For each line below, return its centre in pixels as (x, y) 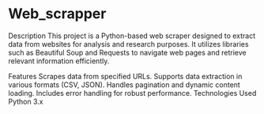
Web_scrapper (57, 14)
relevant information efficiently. (59, 61)
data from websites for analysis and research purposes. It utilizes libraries (128, 44)
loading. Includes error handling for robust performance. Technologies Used (132, 93)
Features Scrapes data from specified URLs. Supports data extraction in (125, 76)
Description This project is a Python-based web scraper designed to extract (132, 36)
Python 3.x (26, 101)
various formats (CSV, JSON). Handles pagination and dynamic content (124, 85)
